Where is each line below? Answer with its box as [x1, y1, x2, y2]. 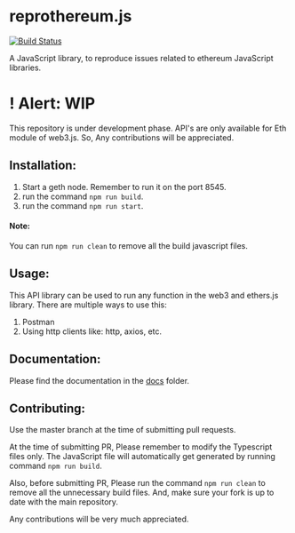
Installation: [9, 158, 77, 173]
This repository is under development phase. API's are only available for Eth [9, 123, 287, 133]
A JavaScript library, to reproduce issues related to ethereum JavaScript [9, 52, 274, 63]
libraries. [9, 62, 42, 73]
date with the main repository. [9, 497, 118, 507]
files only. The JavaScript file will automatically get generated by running [9, 451, 275, 462]
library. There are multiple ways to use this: [9, 299, 167, 310]
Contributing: [9, 401, 86, 416]
